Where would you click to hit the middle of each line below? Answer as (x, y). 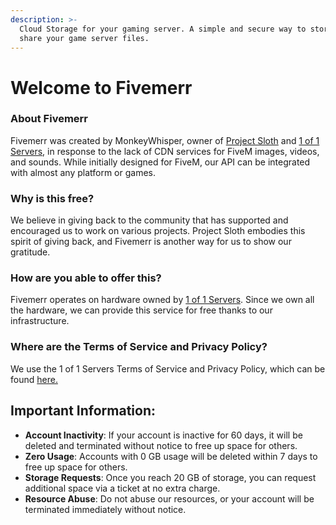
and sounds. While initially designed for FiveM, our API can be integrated (160, 162)
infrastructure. (40, 321)
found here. (34, 379)
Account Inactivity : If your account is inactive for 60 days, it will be (163, 435)
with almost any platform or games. (83, 172)
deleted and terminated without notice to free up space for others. (161, 445)
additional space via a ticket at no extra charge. (122, 488)
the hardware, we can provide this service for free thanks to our (141, 310)
